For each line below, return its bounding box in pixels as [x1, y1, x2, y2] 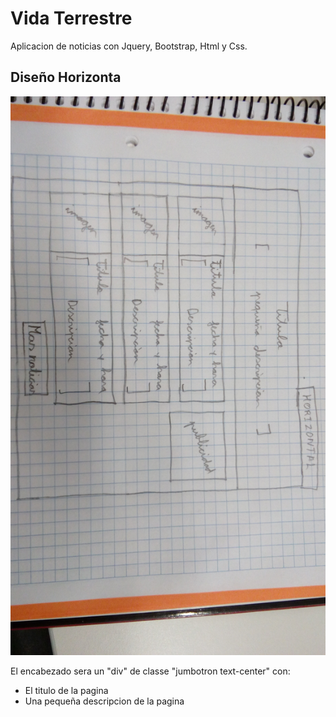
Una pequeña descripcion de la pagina [24, 695, 185, 707]
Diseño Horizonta [10, 69, 122, 86]
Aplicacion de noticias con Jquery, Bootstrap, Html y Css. [10, 40, 248, 52]
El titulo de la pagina [24, 685, 109, 697]
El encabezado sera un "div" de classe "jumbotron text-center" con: [10, 665, 291, 677]
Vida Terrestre [10, 7, 133, 30]
